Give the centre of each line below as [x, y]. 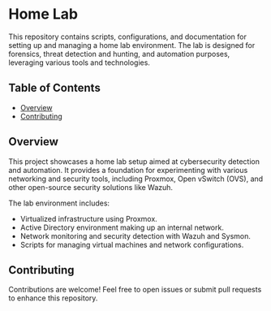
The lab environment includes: [59, 203]
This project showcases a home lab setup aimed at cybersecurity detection [134, 161]
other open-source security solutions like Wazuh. [90, 187]
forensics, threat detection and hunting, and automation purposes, [119, 54]
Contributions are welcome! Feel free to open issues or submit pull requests [135, 290]
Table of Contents [55, 88]
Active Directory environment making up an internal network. [122, 227]
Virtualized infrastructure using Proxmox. [89, 218]
